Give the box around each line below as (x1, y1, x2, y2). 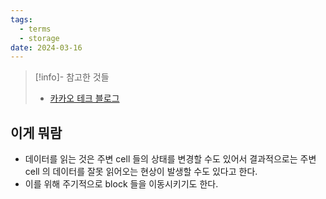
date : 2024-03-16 (10, 42, 83, 53)
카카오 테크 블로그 (49, 92, 120, 105)
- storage (19, 33, 60, 43)
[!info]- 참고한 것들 (34, 71, 110, 83)
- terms (19, 24, 52, 34)
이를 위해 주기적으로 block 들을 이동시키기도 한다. (24, 178, 219, 190)
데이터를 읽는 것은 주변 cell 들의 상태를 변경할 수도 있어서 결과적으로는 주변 (24, 153, 317, 165)
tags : (10, 14, 33, 25)
